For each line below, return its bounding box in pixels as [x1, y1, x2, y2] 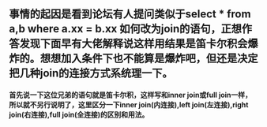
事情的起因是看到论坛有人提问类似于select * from [9, 7, 251, 21]
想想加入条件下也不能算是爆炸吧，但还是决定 [39, 52, 258, 65]
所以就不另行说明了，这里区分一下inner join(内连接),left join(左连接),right [9, 99, 249, 109]
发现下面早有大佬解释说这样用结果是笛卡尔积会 [19, 37, 248, 50]
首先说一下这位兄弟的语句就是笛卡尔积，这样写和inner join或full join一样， [9, 90, 252, 99]
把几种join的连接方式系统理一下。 [9, 66, 173, 80]
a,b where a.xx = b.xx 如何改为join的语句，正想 [9, 22, 243, 35]
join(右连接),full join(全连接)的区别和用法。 [9, 110, 149, 119]
